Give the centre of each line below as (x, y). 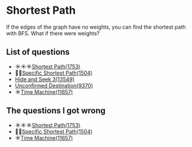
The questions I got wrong (56, 111)
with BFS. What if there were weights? (53, 33)
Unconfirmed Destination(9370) (54, 85)
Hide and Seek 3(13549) (45, 79)
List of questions (38, 52)
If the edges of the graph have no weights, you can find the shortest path (96, 27)
